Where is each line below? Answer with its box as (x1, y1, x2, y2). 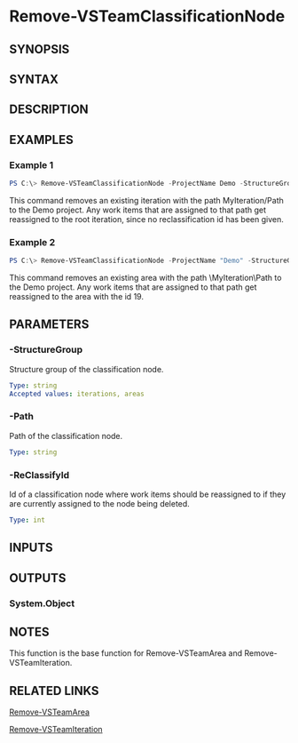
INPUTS (9, 540, 53, 555)
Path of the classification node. (9, 430, 123, 441)
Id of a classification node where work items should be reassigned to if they (9, 489, 286, 499)
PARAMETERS (9, 317, 90, 332)
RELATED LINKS (9, 683, 99, 699)
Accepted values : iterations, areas (9, 389, 145, 398)
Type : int (9, 515, 46, 524)
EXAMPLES (9, 132, 74, 148)
